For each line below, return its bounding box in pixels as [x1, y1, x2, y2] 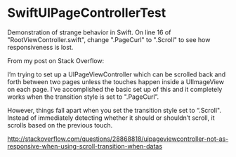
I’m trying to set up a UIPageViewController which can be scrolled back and [7, 70, 226, 78]
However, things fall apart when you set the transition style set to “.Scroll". [7, 106, 221, 114]
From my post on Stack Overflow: [7, 56, 105, 64]
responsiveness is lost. [7, 43, 74, 51]
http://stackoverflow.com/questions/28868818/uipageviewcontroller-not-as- [7, 135, 229, 143]
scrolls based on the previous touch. [7, 121, 113, 129]
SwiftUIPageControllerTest [7, 5, 166, 21]
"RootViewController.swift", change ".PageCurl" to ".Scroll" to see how [7, 35, 211, 43]
